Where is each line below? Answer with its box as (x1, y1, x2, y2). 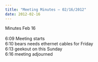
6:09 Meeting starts (5, 35, 45, 41)
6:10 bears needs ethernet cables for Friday (5, 41, 94, 46)
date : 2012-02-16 (5, 12, 41, 17)
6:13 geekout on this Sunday (5, 46, 63, 52)
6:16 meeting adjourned (5, 51, 53, 57)
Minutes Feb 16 (5, 25, 36, 31)
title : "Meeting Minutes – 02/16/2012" (5, 7, 87, 12)
